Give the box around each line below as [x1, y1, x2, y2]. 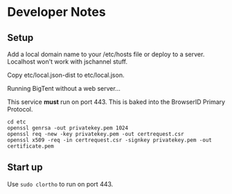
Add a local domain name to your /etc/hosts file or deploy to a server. [7, 50, 205, 58]
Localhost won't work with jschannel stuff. [7, 58, 128, 66]
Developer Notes [7, 4, 106, 20]
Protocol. [7, 105, 33, 113]
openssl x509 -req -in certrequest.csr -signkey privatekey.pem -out [7, 136, 213, 143]
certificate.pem [7, 143, 54, 150]
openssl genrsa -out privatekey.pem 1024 [7, 125, 129, 132]
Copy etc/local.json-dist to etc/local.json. [7, 71, 125, 79]
